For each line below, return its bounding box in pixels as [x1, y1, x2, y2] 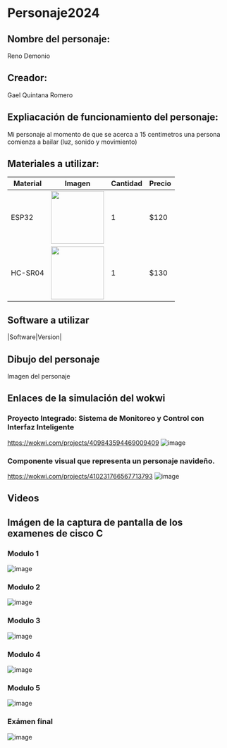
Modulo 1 [7, 548, 39, 558]
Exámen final [7, 717, 53, 727]
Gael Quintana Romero [7, 90, 73, 99]
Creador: [7, 72, 48, 84]
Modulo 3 [7, 615, 41, 625]
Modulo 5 [7, 682, 41, 692]
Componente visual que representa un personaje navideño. [7, 456, 215, 466]
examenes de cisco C [7, 527, 104, 539]
